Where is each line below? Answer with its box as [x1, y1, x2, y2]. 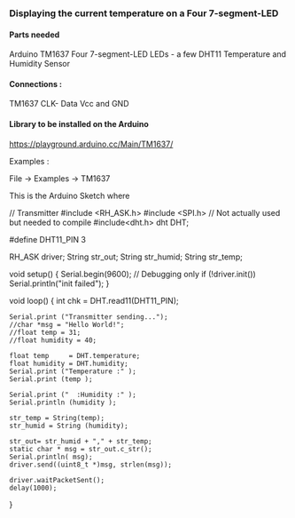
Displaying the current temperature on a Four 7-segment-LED [9, 7, 279, 20]
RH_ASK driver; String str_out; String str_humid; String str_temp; [9, 251, 244, 262]
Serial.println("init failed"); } [9, 278, 110, 289]
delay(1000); [9, 483, 58, 492]
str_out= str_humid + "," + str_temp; [9, 436, 152, 446]
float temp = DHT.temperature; [9, 351, 141, 360]
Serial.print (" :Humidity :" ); [9, 390, 137, 399]
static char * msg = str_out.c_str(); [9, 444, 152, 453]
